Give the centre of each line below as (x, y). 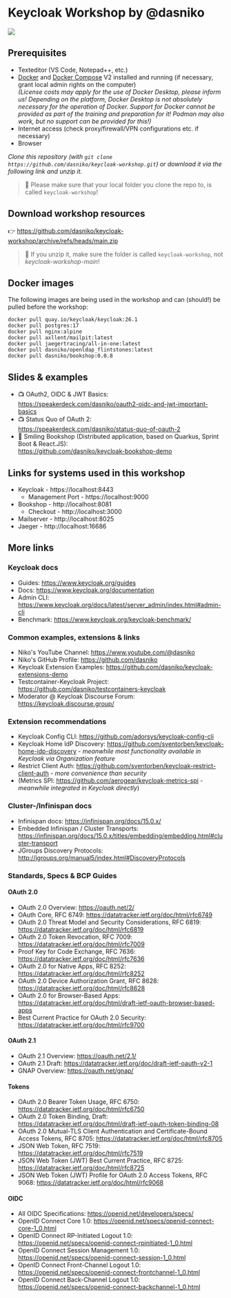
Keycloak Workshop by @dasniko (107, 13)
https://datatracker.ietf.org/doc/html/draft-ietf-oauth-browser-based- (116, 1002)
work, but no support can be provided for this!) (84, 121)
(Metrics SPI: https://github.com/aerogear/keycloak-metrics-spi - (110, 781)
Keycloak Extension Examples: (61, 667)
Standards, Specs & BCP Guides (62, 875)
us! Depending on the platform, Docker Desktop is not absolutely (110, 99)
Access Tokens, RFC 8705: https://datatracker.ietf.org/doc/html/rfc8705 (120, 1138)
